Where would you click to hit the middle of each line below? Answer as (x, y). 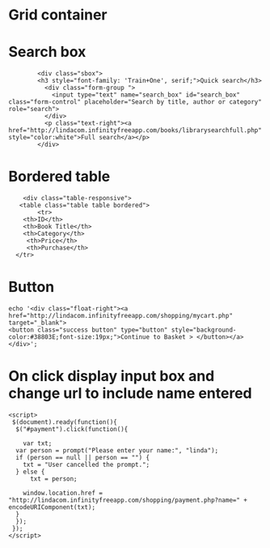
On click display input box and (112, 377)
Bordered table (59, 177)
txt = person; (54, 479)
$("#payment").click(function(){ (72, 429)
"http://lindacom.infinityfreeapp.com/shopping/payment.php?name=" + (128, 500)
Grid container (58, 15)
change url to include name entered (130, 394)
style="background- (204, 330)
